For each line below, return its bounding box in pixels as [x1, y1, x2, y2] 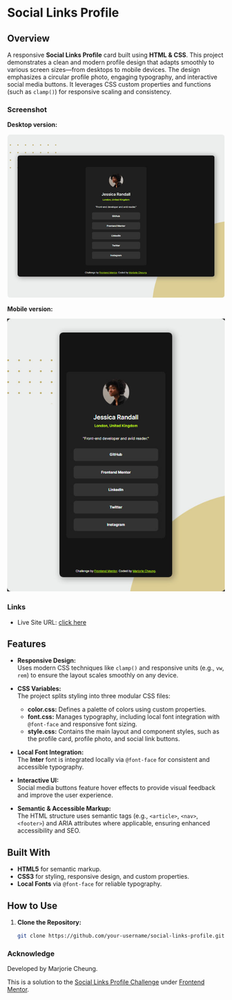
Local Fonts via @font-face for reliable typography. [17, 880, 162, 888]
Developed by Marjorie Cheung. [7, 965, 98, 973]
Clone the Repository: [17, 918, 81, 927]
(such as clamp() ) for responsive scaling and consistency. [7, 88, 172, 96]
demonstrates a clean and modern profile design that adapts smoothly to [7, 58, 215, 66]
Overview [7, 33, 50, 44]
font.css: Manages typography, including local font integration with [27, 713, 220, 721]
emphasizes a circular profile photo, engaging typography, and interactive [7, 73, 217, 81]
